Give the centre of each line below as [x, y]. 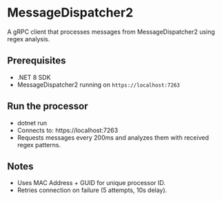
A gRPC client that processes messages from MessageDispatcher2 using [111, 32]
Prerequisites [37, 61]
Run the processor [48, 106]
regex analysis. [29, 39]
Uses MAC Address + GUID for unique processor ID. [91, 183]
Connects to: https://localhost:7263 [68, 130]
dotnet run [32, 123]
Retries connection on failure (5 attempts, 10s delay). [92, 190]
